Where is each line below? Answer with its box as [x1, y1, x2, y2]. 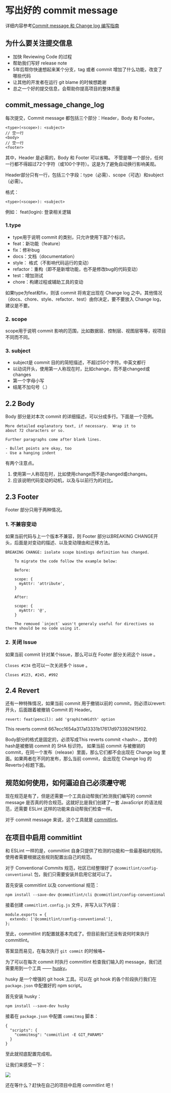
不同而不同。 [5, 334, 32, 340]
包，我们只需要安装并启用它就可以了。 [34, 871, 115, 877]
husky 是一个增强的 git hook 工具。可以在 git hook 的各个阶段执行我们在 [5, 976, 157, 982]
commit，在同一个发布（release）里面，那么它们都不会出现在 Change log [5, 749, 160, 756]
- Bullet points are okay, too [5, 446, 72, 451]
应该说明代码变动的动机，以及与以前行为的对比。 [12, 477, 116, 484]
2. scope [5, 315, 28, 323]
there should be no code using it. [5, 626, 81, 631]
